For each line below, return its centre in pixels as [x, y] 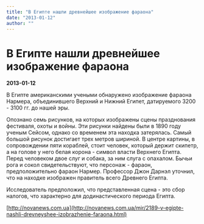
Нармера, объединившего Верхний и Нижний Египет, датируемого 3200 [101, 102]
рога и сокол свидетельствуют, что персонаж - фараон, [79, 165]
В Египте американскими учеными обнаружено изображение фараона [99, 95]
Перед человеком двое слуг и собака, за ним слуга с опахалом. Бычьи [100, 158]
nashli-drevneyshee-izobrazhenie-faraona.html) [67, 214]
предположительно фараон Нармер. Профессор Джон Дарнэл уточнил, [100, 172]
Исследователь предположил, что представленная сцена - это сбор [96, 190]
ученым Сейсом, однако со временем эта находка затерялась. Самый [99, 133]
